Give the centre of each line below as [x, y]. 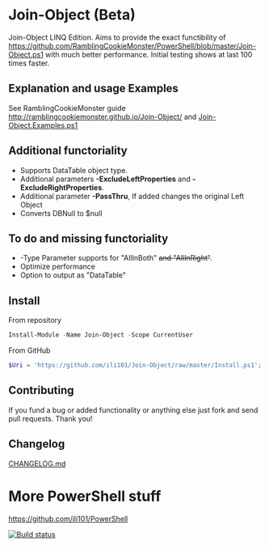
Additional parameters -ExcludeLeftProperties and [105, 179]
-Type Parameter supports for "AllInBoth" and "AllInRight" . [116, 258]
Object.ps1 [26, 54]
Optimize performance [57, 267]
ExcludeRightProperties [61, 187]
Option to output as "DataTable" [73, 275]
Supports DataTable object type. [74, 170]
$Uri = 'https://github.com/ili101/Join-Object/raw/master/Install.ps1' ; [135, 366]
